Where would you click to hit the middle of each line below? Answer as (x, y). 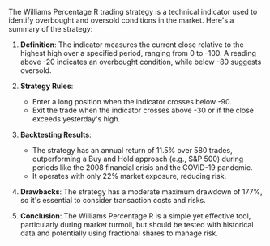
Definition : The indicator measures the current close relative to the (132, 45)
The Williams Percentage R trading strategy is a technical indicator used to (133, 12)
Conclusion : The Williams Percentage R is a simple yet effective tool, (135, 216)
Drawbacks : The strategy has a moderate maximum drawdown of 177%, (141, 192)
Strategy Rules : (47, 86)
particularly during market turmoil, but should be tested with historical (137, 225)
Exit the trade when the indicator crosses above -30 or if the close (143, 110)
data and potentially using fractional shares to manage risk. (119, 233)
